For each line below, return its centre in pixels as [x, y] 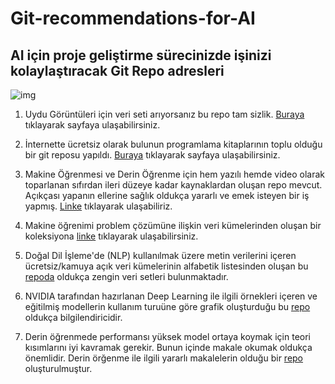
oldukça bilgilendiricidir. [73, 317]
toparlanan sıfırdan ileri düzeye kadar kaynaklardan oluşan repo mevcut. [173, 185]
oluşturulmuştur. [58, 368]
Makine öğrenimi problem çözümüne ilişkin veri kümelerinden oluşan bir [173, 225]
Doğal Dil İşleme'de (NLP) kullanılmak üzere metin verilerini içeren [160, 255]
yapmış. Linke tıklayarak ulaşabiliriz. [98, 206]
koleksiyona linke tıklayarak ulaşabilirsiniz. [111, 236]
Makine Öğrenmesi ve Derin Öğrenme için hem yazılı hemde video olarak [175, 174]
